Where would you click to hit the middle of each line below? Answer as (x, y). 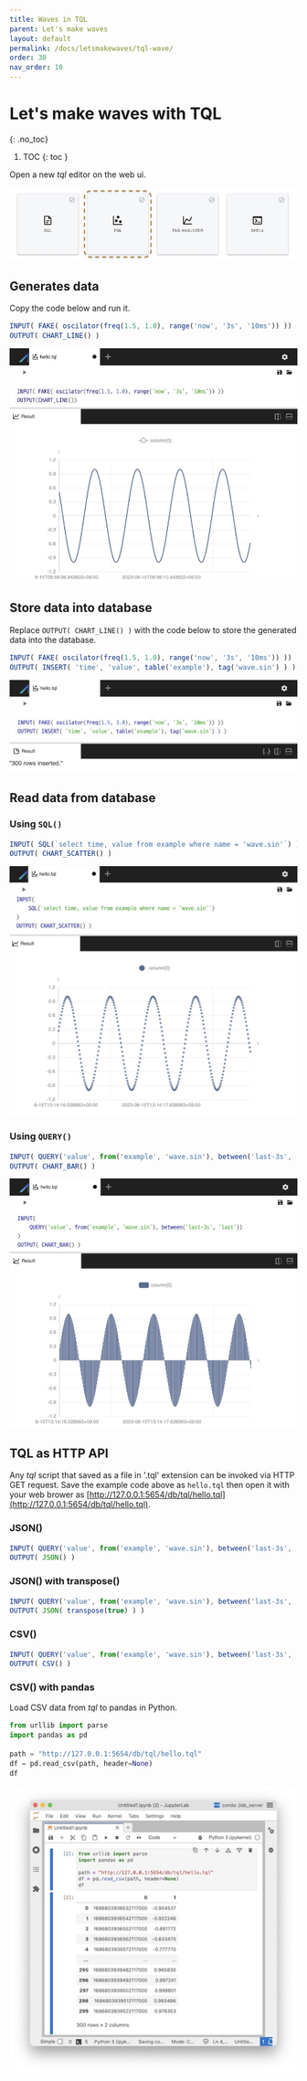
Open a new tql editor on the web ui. (78, 174)
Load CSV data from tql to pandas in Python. (94, 1707)
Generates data (54, 286)
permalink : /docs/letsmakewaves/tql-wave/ (91, 48)
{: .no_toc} (29, 139)
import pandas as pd (49, 1735)
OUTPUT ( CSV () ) (40, 1664)
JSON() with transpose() (65, 1581)
